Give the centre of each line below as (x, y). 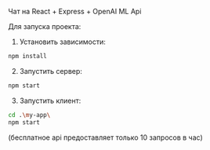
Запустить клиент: (50, 101)
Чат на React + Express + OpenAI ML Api (75, 11)
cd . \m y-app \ (29, 115)
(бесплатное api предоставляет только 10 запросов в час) (106, 137)
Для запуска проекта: (45, 26)
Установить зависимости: (62, 42)
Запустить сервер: (51, 71)
